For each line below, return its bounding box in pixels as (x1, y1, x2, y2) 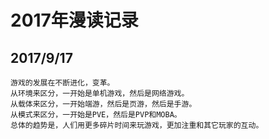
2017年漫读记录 (10, 9, 139, 32)
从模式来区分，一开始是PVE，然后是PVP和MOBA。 (10, 110, 182, 120)
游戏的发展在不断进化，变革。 (10, 78, 115, 88)
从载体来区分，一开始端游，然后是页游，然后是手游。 (10, 99, 197, 109)
